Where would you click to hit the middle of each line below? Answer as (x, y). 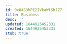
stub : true (17, 33)
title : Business (22, 15)
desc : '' (14, 19)
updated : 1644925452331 (30, 24)
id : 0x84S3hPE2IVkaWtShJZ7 (34, 10)
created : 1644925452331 (30, 29)
